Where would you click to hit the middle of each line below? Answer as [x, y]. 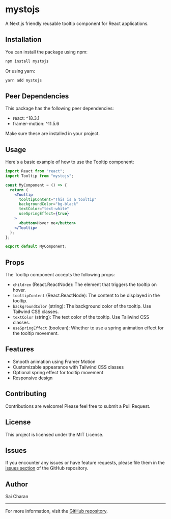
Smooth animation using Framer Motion [54, 361]
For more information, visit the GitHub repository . [56, 511]
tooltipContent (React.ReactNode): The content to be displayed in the [86, 295]
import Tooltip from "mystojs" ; [39, 176]
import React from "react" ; [35, 171]
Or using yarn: [20, 71]
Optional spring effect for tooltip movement [58, 372]
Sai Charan [17, 497]
